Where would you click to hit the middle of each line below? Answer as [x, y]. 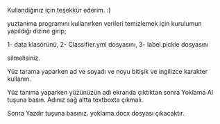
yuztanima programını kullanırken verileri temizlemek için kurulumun [104, 23]
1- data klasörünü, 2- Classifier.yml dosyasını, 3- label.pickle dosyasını [108, 44]
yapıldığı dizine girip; [37, 31]
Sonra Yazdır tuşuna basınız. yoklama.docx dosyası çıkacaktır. [96, 113]
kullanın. [19, 79]
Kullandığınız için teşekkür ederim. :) [59, 10]
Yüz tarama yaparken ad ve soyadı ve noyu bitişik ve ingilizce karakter [108, 71]
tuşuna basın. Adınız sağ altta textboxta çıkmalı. [75, 100]
